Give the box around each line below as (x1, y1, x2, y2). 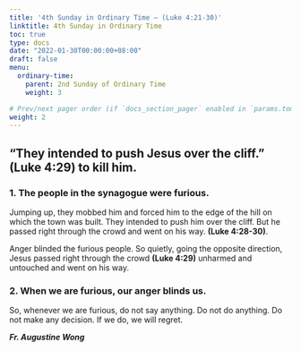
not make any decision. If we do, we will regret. (9, 314, 184, 325)
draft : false (9, 55, 58, 64)
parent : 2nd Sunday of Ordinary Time (25, 80, 167, 89)
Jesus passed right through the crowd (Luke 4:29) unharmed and (9, 253, 253, 263)
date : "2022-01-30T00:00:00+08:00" (9, 47, 142, 56)
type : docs (9, 38, 50, 47)
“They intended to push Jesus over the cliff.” (9, 145, 265, 161)
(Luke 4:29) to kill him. (9, 159, 137, 175)
